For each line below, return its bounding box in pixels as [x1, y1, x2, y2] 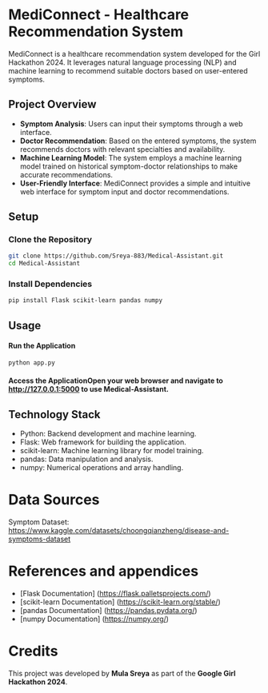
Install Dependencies [8, 278, 93, 289]
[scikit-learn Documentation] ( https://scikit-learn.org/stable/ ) [19, 597, 222, 607]
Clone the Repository [8, 234, 93, 245]
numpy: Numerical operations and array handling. [19, 463, 184, 472]
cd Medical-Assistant [8, 260, 81, 268]
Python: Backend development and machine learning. [19, 429, 197, 439]
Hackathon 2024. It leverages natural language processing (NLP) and [8, 58, 238, 67]
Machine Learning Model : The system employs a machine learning [19, 153, 242, 162]
